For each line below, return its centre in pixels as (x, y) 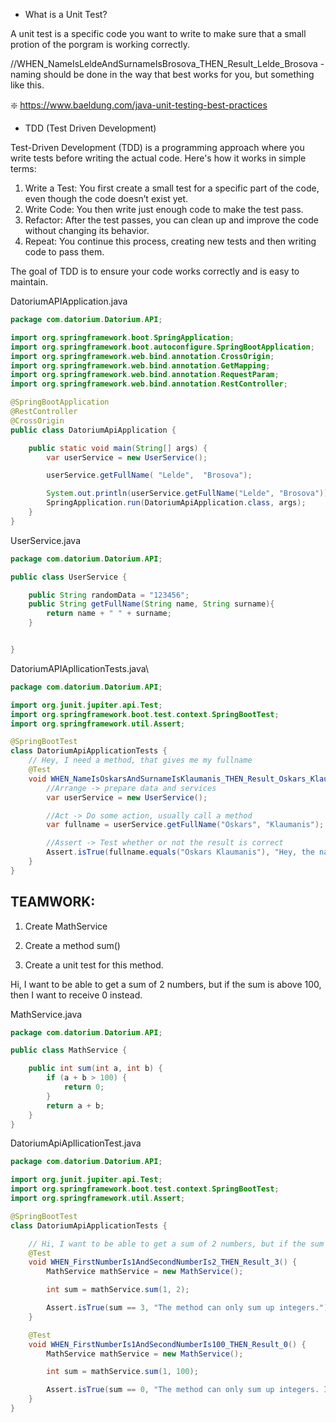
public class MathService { (69, 1050)
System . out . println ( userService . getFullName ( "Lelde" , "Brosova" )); (189, 494)
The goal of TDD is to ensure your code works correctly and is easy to (155, 271)
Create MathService (66, 926)
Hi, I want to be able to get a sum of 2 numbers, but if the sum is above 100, (166, 984)
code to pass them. (64, 252)
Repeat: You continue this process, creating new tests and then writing (170, 241)
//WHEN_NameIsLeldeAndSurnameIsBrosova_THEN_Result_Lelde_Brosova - (167, 63)
